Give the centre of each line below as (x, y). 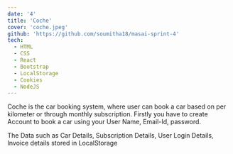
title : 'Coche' (30, 21)
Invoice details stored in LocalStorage (63, 143)
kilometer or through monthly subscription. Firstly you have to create (108, 114)
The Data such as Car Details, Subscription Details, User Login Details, (110, 136)
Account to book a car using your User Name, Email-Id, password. (104, 122)
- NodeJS (27, 87)
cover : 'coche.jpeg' (38, 27)
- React (25, 60)
